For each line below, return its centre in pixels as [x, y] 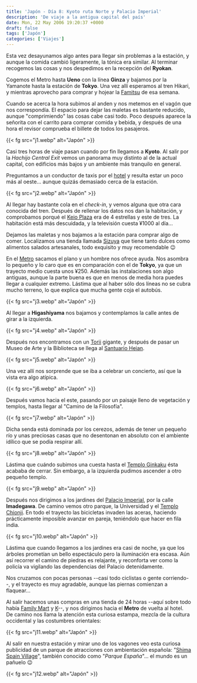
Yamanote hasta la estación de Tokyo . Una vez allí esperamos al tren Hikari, [98, 86]
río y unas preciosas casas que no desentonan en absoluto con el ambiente [98, 435]
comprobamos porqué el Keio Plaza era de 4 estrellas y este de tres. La [93, 217]
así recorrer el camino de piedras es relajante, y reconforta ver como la [92, 560]
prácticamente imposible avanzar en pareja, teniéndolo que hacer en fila [94, 519]
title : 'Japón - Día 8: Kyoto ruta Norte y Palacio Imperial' [84, 11]
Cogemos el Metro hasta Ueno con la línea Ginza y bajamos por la [86, 80]
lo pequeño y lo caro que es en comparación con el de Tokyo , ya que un [94, 265]
